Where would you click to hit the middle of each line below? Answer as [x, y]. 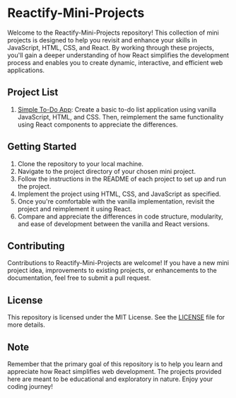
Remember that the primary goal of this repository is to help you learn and [115, 364]
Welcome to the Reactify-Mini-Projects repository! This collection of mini [113, 33]
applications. [26, 70]
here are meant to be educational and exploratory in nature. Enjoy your [110, 379]
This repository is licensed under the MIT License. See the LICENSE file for [116, 317]
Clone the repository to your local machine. [80, 163]
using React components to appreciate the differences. [98, 124]
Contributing [36, 246]
